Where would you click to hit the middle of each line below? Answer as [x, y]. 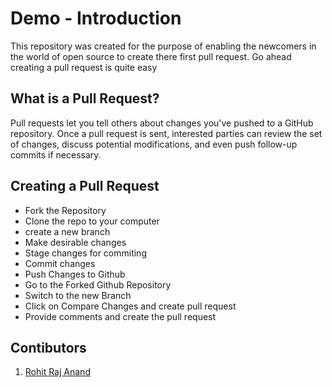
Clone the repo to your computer [92, 221]
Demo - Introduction [96, 18]
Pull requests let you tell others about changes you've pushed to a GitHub [162, 123]
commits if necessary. [56, 154]
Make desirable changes [75, 242]
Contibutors [48, 347]
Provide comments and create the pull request [120, 316]
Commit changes [60, 263]
